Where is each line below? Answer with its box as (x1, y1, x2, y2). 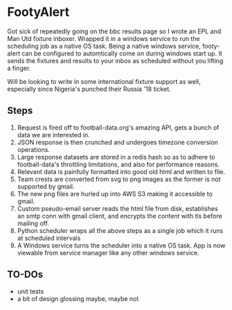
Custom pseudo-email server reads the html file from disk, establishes (17, 204, 218, 212)
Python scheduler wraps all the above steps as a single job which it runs (17, 226, 224, 234)
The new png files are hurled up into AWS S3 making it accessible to (17, 189, 213, 198)
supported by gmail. (17, 182, 75, 191)
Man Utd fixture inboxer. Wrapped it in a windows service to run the (7, 34, 200, 42)
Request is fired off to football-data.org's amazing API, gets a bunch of (17, 123, 220, 132)
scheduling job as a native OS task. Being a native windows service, (7, 42, 201, 50)
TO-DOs (7, 268, 44, 281)
